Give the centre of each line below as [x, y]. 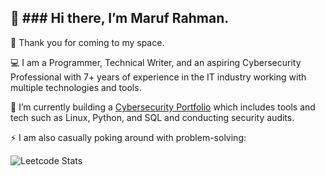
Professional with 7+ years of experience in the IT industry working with [158, 77]
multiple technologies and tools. [76, 87]
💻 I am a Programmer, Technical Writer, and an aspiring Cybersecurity [156, 62]
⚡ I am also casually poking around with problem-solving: [128, 137]
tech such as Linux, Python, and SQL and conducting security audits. [152, 117]
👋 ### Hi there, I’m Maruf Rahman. [120, 18]
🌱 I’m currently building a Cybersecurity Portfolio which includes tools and [163, 107]
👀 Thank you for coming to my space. [87, 42]
